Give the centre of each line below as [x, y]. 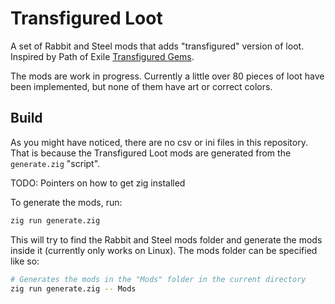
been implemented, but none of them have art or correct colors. [141, 86]
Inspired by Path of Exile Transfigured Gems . [102, 56]
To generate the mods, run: [66, 202]
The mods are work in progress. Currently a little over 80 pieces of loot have [167, 76]
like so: [25, 261]
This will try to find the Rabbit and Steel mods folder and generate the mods [166, 239]
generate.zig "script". [55, 163]
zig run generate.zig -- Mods [73, 288]
